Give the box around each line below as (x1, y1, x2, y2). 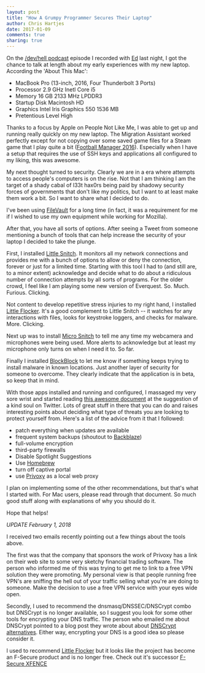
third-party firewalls (15, 446, 66, 453)
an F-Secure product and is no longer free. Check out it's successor (6, 653, 179, 661)
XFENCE (25, 660, 47, 667)
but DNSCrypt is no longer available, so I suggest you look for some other (6, 609, 193, 616)
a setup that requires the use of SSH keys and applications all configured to (6, 150, 198, 157)
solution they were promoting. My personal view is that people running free (6, 571, 196, 578)
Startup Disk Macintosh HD (15, 99, 84, 106)
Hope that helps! (6, 509, 48, 516)
